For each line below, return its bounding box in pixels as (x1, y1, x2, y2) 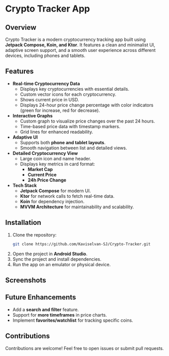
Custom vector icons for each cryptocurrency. (20, 91, 117, 97)
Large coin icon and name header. (20, 155, 91, 161)
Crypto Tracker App (5, 3, 90, 15)
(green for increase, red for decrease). (20, 107, 100, 113)
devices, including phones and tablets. (5, 52, 86, 58)
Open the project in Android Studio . (12, 251, 88, 257)
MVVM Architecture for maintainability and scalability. (20, 204, 134, 210)
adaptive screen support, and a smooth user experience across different (5, 47, 156, 53)
